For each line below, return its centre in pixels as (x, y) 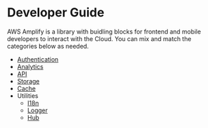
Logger (37, 110)
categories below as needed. (48, 46)
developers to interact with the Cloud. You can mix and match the (99, 38)
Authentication (38, 59)
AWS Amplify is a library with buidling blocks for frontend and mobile (104, 31)
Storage (28, 81)
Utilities (28, 95)
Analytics (30, 66)
